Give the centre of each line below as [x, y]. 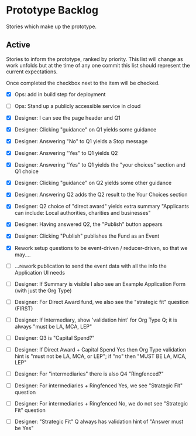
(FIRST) [24, 308]
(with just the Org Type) [43, 290]
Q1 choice [27, 171]
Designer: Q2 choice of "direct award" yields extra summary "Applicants [102, 207]
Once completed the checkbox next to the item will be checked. [83, 83]
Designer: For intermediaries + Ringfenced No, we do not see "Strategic [101, 404]
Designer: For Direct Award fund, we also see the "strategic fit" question [102, 302]
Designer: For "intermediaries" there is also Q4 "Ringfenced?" [89, 374]
